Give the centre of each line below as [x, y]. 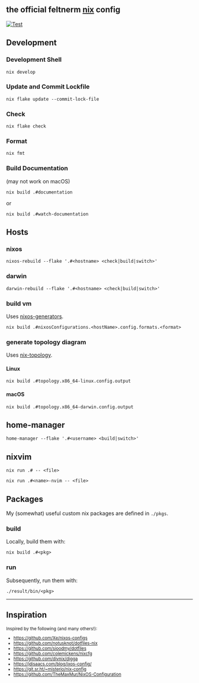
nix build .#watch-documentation [47, 214]
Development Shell [34, 60]
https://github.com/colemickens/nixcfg [53, 654]
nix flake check [26, 126]
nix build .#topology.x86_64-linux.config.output [69, 381]
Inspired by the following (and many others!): [52, 628]
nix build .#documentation [39, 192]
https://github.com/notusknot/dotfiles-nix [55, 643]
